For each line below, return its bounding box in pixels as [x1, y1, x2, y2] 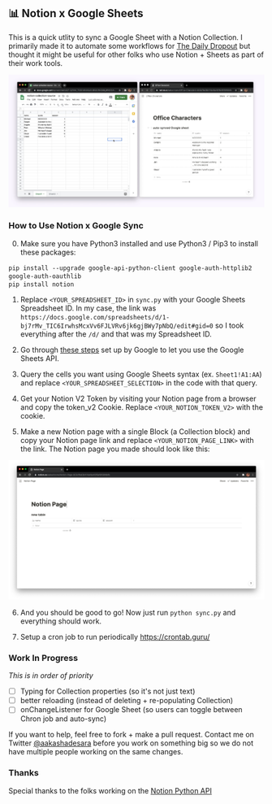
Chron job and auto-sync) [19, 714, 107, 724]
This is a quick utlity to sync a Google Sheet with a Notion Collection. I [8, 32, 244, 42]
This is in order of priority [8, 671, 93, 680]
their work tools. [8, 58, 63, 67]
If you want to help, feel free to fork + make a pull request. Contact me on [8, 730, 254, 740]
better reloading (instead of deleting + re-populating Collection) [19, 696, 234, 706]
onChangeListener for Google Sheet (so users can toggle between [19, 705, 243, 715]
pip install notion [8, 280, 75, 289]
